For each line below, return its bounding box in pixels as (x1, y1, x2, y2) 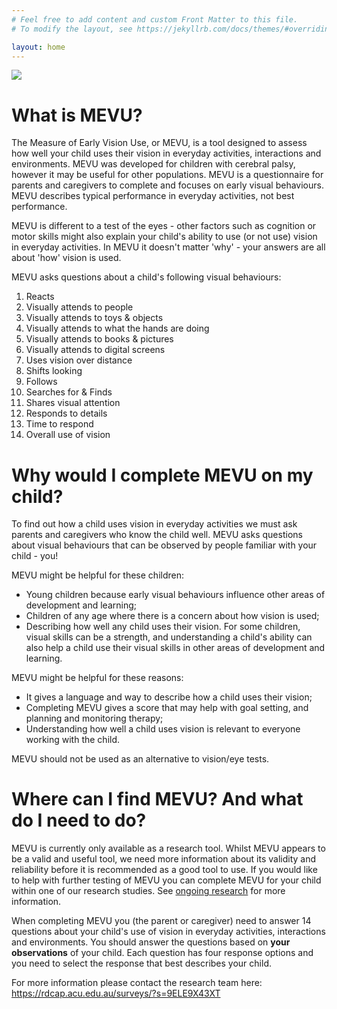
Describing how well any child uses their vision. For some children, (25, 621, 301, 633)
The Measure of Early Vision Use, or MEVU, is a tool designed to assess (11, 137, 308, 149)
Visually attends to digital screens (25, 344, 166, 356)
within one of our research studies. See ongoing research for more (11, 885, 286, 897)
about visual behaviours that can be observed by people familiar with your (11, 539, 318, 551)
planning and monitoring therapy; (25, 712, 164, 725)
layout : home (11, 42, 66, 52)
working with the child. (25, 734, 121, 746)
